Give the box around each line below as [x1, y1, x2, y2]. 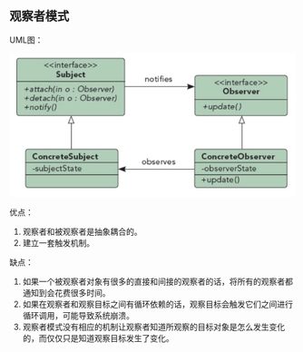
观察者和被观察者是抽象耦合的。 [22, 226, 142, 238]
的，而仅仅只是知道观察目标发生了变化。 [22, 333, 174, 344]
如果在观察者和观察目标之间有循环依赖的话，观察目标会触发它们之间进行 [22, 298, 293, 310]
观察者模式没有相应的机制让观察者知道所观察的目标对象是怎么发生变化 [22, 321, 286, 333]
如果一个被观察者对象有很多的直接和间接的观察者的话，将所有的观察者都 [22, 276, 293, 288]
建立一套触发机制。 [22, 238, 95, 249]
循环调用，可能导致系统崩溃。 [22, 310, 134, 321]
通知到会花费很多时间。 [22, 288, 111, 298]
